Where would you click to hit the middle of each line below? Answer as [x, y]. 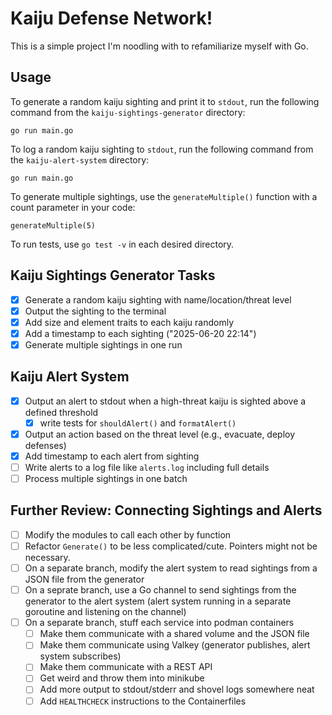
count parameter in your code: [73, 207]
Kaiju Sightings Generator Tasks [113, 275]
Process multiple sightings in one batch [106, 478]
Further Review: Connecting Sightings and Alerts [166, 510]
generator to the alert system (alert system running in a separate [158, 601]
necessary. [47, 557]
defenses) [45, 445]
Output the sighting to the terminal [95, 311]
